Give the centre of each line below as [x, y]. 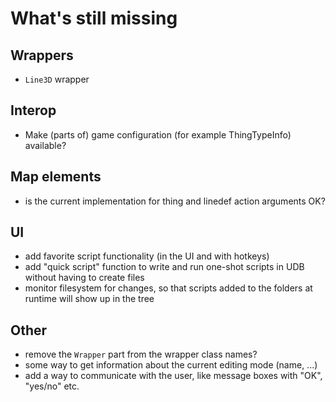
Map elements [56, 177]
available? [45, 145]
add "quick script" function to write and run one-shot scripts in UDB [164, 267]
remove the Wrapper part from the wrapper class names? [141, 354]
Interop [33, 110]
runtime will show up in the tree [89, 299]
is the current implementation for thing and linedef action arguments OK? [175, 201]
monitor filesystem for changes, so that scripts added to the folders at [168, 288]
